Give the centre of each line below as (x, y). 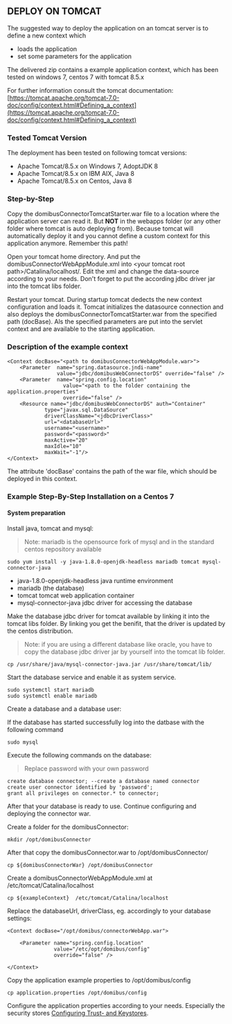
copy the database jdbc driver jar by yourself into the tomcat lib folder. (125, 652)
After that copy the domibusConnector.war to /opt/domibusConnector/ (108, 852)
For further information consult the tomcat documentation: (90, 90)
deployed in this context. (42, 478)
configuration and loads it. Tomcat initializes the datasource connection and (115, 307)
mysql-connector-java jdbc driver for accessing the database (105, 602)
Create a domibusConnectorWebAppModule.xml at (80, 878)
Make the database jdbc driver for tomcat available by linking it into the (108, 616)
